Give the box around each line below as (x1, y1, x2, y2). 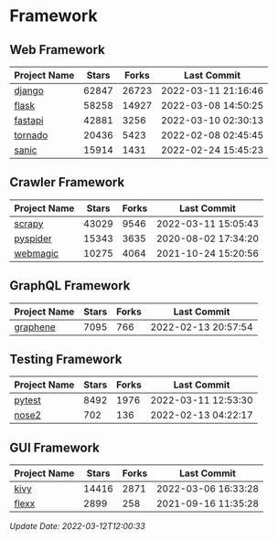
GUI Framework (9, 439, 101, 455)
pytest (14, 394, 41, 407)
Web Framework (9, 42, 105, 58)
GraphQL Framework (9, 278, 131, 293)
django (14, 84, 44, 97)
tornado (14, 129, 48, 142)
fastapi (14, 114, 44, 126)
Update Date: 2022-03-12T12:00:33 (9, 521, 146, 532)
